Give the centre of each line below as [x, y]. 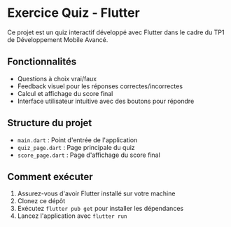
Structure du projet [50, 123]
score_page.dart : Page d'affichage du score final [89, 155]
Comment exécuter [50, 177]
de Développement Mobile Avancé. [58, 39]
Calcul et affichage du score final [65, 93]
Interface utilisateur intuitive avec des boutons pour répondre [106, 101]
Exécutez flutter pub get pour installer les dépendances [100, 209]
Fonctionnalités [42, 62]
